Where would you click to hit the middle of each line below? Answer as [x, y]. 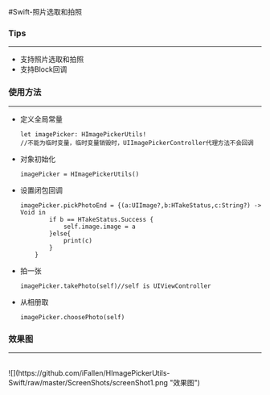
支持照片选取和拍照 [52, 60]
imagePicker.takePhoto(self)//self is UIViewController [115, 286]
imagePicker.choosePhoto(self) [72, 317]
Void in [33, 212]
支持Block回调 [43, 69]
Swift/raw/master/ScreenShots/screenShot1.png [88, 382]
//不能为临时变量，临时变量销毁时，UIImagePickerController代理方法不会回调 [137, 143]
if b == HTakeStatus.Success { [102, 219]
